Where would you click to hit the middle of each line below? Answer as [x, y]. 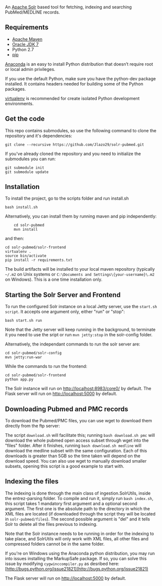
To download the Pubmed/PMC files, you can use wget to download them [79, 421]
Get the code [25, 119]
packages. [16, 89]
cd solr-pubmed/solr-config [33, 353]
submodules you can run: [30, 159]
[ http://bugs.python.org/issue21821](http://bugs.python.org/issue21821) [77, 569]
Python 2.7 [23, 49]
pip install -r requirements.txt [39, 260]
